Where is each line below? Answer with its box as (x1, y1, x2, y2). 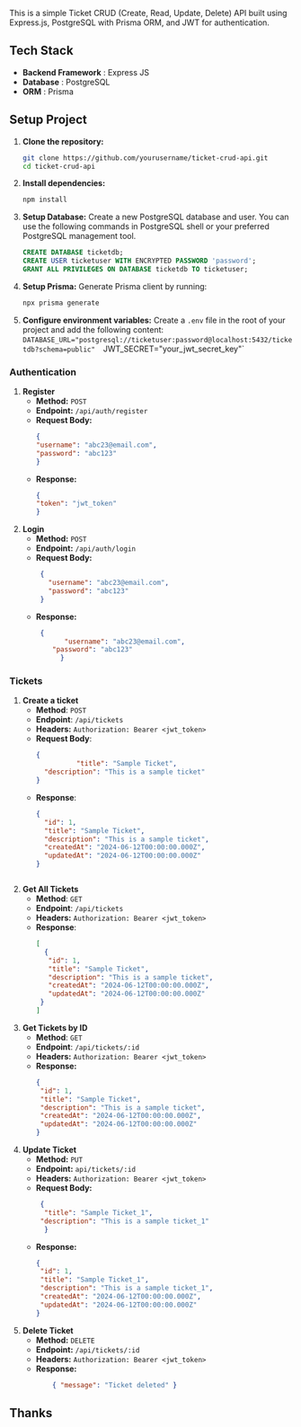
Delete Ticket (22, 1325, 74, 1335)
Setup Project (9, 112, 88, 128)
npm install (22, 195, 67, 205)
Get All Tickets (22, 884, 79, 895)
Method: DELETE (35, 1334, 95, 1345)
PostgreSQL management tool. (22, 231, 137, 242)
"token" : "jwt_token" (35, 499, 117, 509)
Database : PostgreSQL (22, 76, 111, 87)
